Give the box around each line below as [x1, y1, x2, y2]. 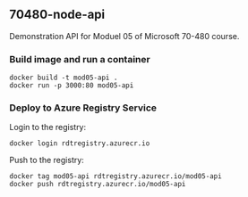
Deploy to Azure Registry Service [9, 102, 157, 114]
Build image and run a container [9, 53, 150, 65]
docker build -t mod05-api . [9, 73, 118, 83]
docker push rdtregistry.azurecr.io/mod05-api [9, 180, 186, 189]
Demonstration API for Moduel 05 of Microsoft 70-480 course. [9, 30, 240, 41]
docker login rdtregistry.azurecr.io [9, 139, 150, 148]
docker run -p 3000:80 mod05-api [9, 81, 134, 90]
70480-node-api [9, 7, 106, 22]
